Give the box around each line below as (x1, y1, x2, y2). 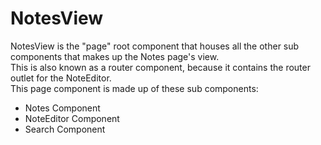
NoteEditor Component (24, 112, 120, 124)
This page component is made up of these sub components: (10, 82, 259, 94)
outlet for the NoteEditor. (10, 72, 112, 84)
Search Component (24, 123, 106, 135)
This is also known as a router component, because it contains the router (10, 61, 311, 73)
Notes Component (24, 102, 101, 114)
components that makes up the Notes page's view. (10, 50, 220, 62)
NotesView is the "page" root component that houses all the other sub (10, 40, 300, 52)
